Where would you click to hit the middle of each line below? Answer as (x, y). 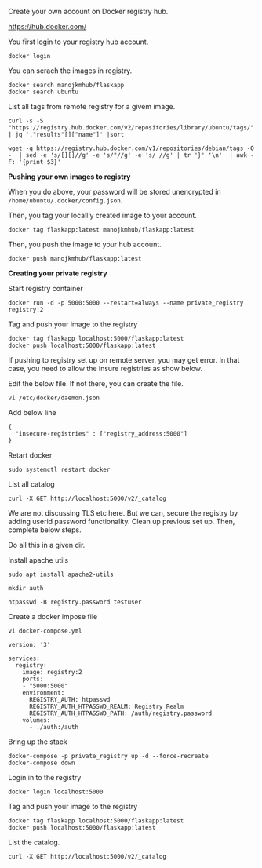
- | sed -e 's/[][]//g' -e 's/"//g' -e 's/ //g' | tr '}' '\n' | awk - (131, 155)
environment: (44, 693)
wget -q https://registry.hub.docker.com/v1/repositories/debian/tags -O (131, 148)
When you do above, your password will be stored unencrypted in (115, 192)
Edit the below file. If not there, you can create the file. (96, 383)
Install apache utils (38, 560)
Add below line (32, 412)
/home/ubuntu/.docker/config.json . (65, 200)
